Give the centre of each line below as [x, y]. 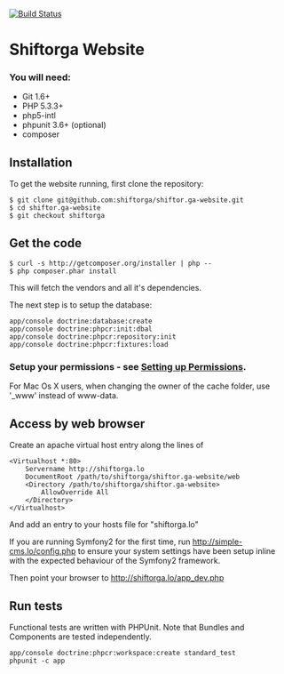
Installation [41, 162]
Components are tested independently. [81, 637]
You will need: [40, 77]
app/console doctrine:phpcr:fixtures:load [89, 345]
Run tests [36, 606]
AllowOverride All [75, 493]
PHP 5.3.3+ [43, 106]
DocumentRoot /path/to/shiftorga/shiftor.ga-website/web [133, 477]
